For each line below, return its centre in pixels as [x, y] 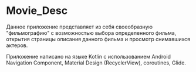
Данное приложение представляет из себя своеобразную [80, 27]
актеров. [17, 45]
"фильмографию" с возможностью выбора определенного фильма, [91, 33]
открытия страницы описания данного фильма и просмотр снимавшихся [98, 39]
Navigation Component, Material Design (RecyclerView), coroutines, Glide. [96, 63]
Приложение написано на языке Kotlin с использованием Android [89, 56]
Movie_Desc [37, 11]
